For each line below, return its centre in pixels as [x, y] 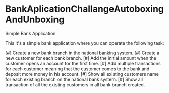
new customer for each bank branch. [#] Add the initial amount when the [81, 58]
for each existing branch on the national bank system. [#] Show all [74, 79]
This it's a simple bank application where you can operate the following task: [85, 43]
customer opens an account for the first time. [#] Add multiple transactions [83, 63]
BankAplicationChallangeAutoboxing [85, 9]
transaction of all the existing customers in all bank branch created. [75, 85]
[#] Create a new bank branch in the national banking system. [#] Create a [82, 53]
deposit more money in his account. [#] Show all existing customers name [82, 74]
